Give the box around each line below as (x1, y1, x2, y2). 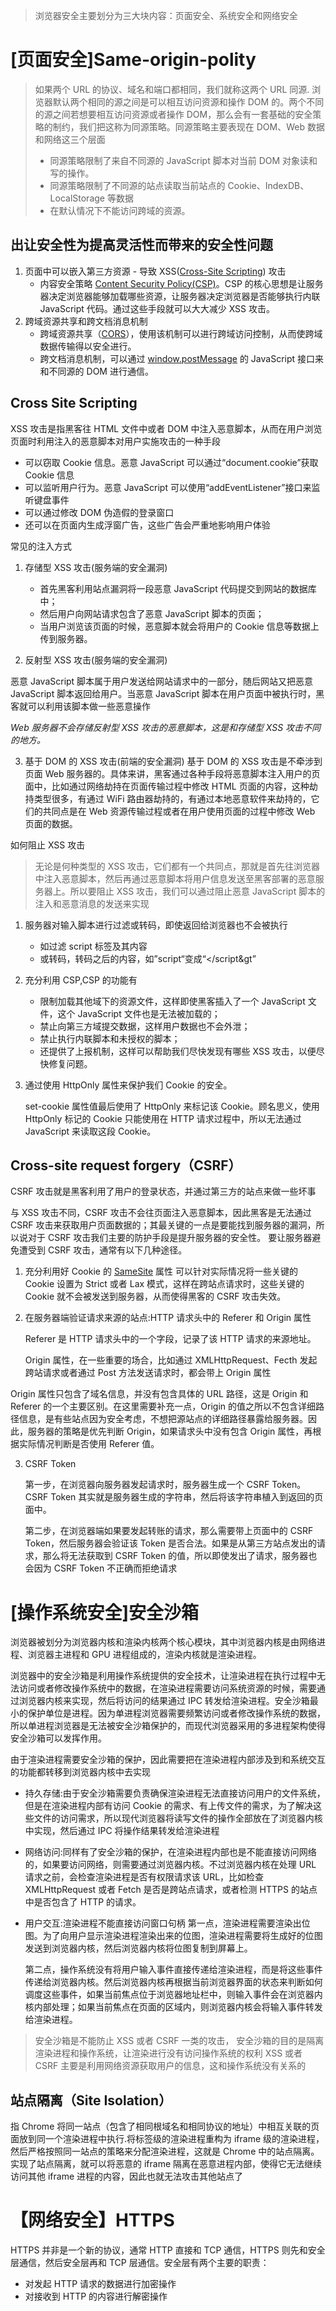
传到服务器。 (39, 632, 93, 644)
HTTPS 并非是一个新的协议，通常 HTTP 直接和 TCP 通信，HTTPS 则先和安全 (10, 2244, 326, 2256)
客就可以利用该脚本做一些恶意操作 (10, 700, 151, 712)
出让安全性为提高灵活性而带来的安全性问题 (10, 237, 273, 254)
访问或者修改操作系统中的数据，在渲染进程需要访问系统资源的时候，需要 (18, 1682, 317, 1694)
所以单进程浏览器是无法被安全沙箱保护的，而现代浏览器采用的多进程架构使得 (10, 1720, 326, 1732)
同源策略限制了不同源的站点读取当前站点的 (49, 179, 226, 191)
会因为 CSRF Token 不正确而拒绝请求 (24, 1562, 178, 1574)
